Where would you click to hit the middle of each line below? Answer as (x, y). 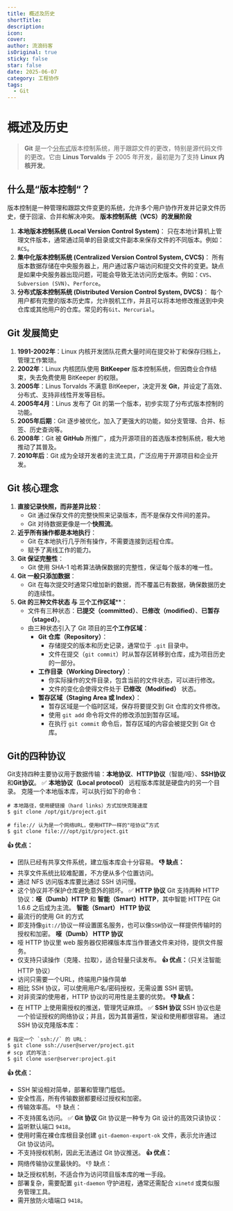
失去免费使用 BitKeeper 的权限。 (76, 377)
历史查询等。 (48, 429)
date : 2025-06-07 (32, 72)
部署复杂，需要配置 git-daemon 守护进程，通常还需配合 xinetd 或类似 (115, 1183)
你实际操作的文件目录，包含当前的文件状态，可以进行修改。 (133, 680)
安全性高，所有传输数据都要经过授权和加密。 (81, 1098)
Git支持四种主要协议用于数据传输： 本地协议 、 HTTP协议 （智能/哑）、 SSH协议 (116, 774)
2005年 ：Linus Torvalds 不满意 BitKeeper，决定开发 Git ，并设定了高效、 (121, 386)
